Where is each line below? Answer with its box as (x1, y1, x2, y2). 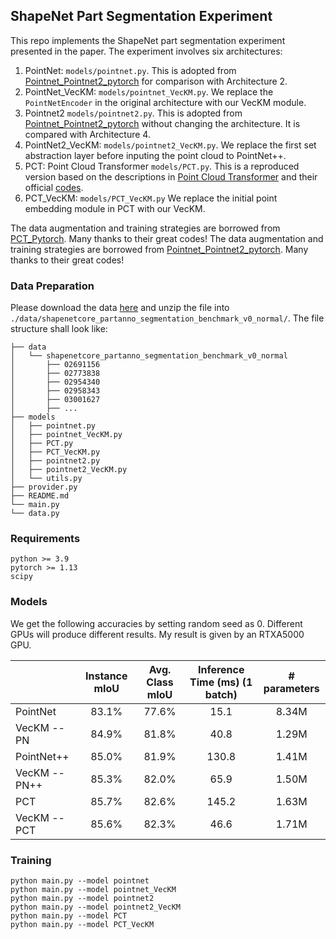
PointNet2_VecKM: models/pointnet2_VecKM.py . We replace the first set (24, 139, 317, 151)
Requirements (10, 532, 81, 546)
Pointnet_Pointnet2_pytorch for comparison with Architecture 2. (24, 75, 288, 87)
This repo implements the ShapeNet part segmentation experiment (10, 34, 286, 46)
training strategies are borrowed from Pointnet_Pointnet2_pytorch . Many (10, 243, 309, 255)
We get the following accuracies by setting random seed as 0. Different (10, 617, 303, 629)
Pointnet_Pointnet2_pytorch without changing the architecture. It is (24, 117, 301, 129)
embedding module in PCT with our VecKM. (24, 202, 206, 214)
